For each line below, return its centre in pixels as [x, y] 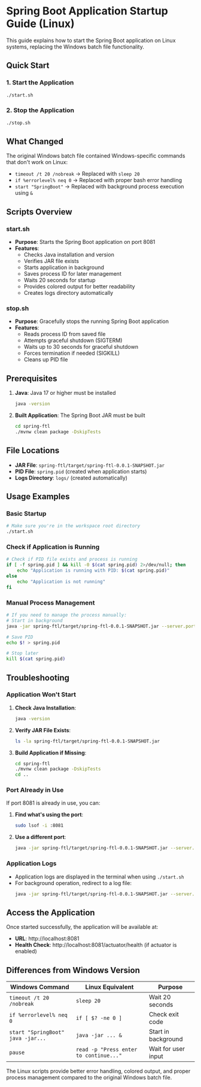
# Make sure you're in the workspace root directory [73, 526]
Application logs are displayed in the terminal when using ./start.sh [99, 877]
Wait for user [167, 1049]
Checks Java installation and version [69, 255]
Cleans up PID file [46, 360]
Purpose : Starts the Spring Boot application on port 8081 [85, 242]
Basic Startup [26, 514]
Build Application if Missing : [51, 753]
